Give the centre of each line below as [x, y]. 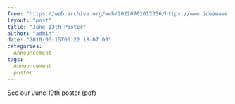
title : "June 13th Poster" [47, 27]
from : [15, 14]
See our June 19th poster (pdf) [52, 93]
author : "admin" [31, 33]
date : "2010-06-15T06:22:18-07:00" [59, 40]
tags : [15, 60]
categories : [25, 46]
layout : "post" [30, 20]
